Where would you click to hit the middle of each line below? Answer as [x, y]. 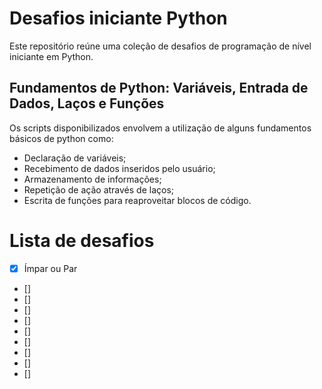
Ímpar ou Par [50, 268]
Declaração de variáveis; [75, 158]
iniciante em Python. [51, 56]
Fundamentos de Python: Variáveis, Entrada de [159, 88]
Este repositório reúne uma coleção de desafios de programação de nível [160, 46]
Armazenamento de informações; [92, 179]
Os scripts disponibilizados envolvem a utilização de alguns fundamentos [160, 128]
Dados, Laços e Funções [87, 103]
